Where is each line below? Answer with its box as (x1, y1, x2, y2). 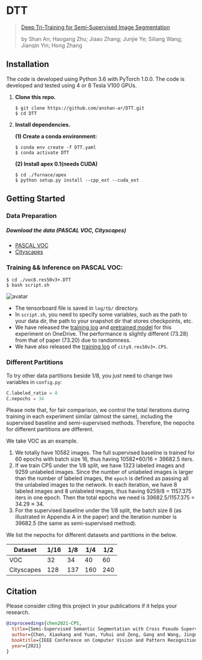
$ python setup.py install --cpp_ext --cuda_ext (14, 177, 139, 183)
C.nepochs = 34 (6, 396, 44, 402)
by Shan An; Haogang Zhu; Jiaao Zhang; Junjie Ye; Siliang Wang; (20, 35, 183, 42)
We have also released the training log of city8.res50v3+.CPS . (14, 343, 168, 350)
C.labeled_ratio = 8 (6, 390, 58, 396)
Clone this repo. (14, 93, 56, 100)
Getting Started (6, 194, 66, 204)
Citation (6, 586, 37, 597)
